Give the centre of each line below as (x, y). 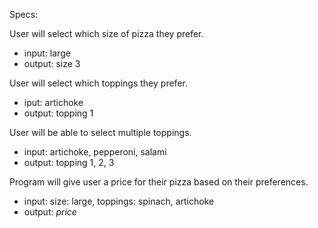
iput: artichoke (53, 102)
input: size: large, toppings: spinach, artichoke (119, 201)
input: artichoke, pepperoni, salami (95, 152)
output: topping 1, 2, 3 (69, 162)
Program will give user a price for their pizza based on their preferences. (159, 182)
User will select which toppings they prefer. (98, 83)
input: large (47, 53)
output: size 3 (52, 63)
